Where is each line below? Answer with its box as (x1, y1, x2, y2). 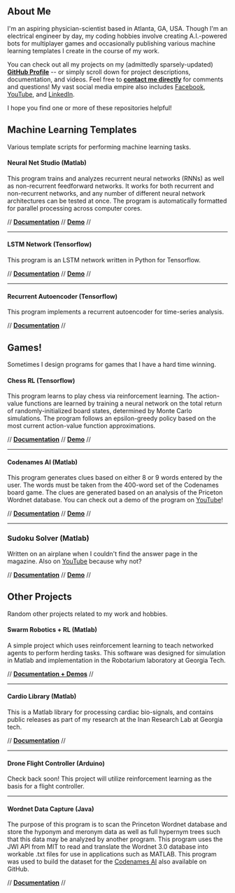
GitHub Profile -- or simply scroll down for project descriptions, (7, 67, 191, 76)
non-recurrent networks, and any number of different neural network (7, 189, 206, 197)
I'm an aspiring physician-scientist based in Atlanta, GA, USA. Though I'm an (7, 24, 228, 32)
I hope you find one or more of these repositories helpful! (7, 103, 173, 112)
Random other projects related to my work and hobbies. (7, 610, 168, 618)
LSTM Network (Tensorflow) (7, 240, 92, 248)
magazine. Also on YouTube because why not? (7, 557, 142, 565)
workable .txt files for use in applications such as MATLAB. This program (7, 850, 217, 859)
